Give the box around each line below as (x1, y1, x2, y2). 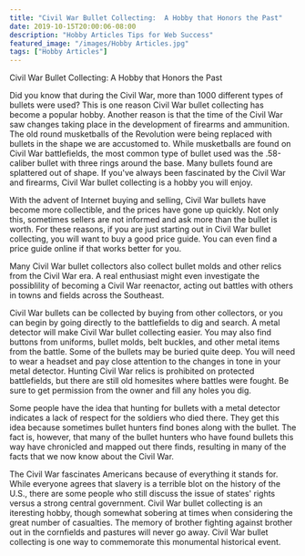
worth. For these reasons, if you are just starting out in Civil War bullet (9, 224, 271, 235)
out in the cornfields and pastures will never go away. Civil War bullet (9, 527, 269, 538)
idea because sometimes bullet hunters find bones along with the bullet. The (9, 422, 297, 433)
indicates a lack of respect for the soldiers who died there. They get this (9, 412, 280, 424)
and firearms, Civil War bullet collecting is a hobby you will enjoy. (9, 177, 253, 188)
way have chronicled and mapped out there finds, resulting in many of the (9, 441, 287, 452)
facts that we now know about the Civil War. (9, 451, 175, 462)
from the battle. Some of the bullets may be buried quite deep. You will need (9, 346, 296, 357)
